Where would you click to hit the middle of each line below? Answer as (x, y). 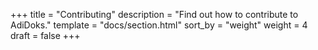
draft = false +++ (45, 35)
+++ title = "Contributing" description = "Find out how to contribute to (154, 14)
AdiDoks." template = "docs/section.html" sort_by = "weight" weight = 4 (159, 25)
